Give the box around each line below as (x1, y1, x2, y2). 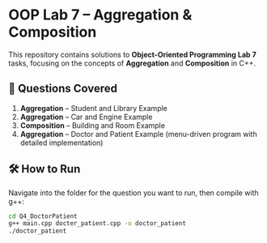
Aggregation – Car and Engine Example (19, 112, 153, 122)
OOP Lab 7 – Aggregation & (8, 6, 193, 24)
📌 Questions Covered (8, 82, 118, 96)
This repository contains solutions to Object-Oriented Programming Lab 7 (8, 49, 256, 59)
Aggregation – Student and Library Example (19, 103, 168, 113)
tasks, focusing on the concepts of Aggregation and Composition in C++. (8, 58, 256, 68)
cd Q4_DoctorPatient (8, 212, 78, 220)
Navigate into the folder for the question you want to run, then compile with (8, 188, 259, 198)
